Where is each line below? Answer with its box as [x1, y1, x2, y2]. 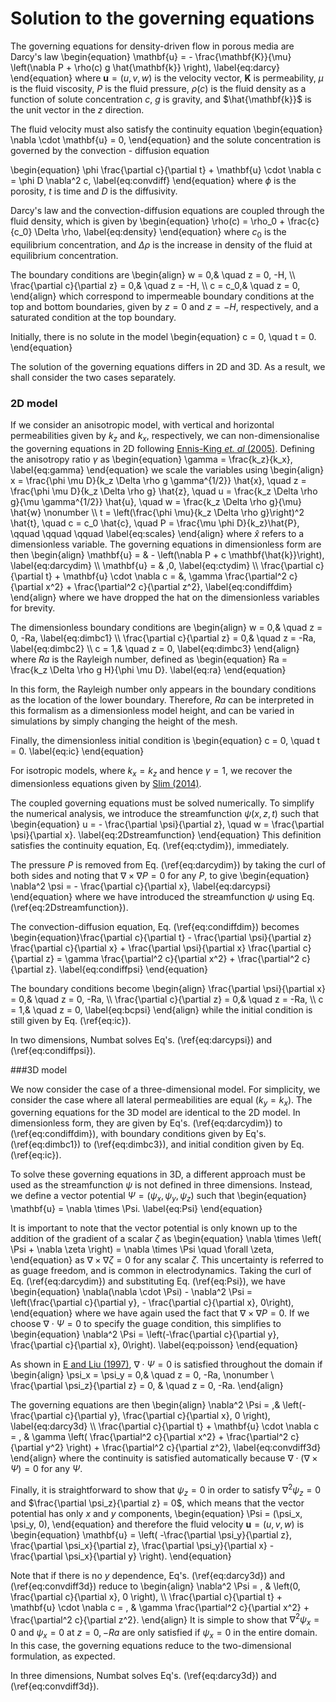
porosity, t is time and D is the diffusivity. [10, 185, 178, 197]
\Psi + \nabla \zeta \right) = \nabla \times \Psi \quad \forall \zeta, [10, 1243, 275, 1256]
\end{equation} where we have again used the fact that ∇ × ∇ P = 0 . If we [10, 1307, 310, 1319]
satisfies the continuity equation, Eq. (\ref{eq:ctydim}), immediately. [10, 839, 290, 851]
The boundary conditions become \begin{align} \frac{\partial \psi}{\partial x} [10, 982, 326, 994]
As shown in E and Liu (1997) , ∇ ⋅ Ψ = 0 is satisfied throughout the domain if [10, 1358, 323, 1371]
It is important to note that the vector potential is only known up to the [10, 1222, 298, 1234]
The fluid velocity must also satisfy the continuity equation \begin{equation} [10, 123, 323, 135]
